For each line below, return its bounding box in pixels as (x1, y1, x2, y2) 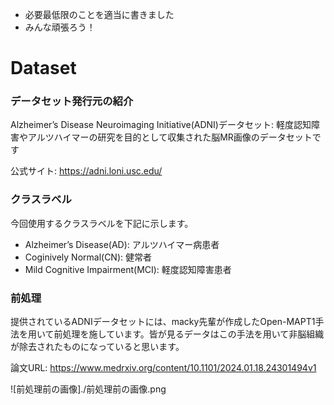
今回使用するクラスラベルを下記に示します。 (10, 217, 194, 229)
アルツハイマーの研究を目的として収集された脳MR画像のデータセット (27, 131, 313, 143)
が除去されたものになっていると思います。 (10, 341, 185, 353)
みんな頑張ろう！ (24, 21, 96, 33)
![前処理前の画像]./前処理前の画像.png (10, 383, 167, 395)
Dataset (10, 57, 77, 80)
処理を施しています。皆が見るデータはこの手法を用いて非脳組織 (62, 328, 325, 340)
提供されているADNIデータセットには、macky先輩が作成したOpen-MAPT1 (10, 316, 316, 328)
